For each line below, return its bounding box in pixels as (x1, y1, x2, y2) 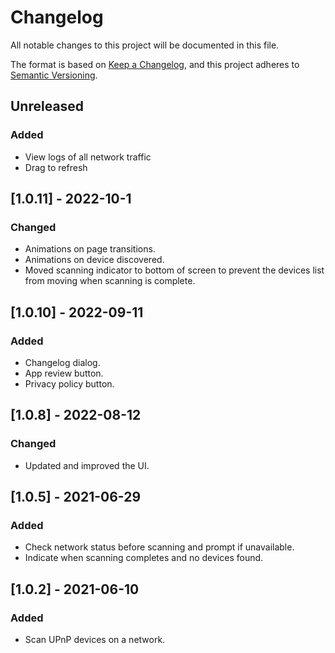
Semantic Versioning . (10, 69, 98, 81)
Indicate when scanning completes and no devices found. (24, 552, 264, 564)
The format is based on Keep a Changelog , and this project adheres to (10, 58, 300, 70)
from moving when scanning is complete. (24, 275, 196, 287)
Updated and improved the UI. (24, 459, 150, 471)
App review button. (24, 367, 104, 379)
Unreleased (10, 98, 85, 115)
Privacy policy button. (24, 378, 115, 390)
